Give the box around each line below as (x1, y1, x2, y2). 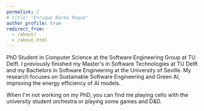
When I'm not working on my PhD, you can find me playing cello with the (6, 92, 189, 98)
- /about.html (12, 37, 47, 43)
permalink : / (6, 8, 40, 15)
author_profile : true (6, 20, 62, 26)
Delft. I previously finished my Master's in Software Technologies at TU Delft (6, 60, 198, 67)
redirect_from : (6, 25, 45, 32)
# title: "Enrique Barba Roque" (6, 15, 88, 21)
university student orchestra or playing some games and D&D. (6, 98, 162, 105)
